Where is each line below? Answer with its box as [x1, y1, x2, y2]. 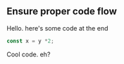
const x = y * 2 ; [6, 38, 54, 45]
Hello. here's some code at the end [6, 24, 108, 32]
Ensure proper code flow [6, 6, 118, 17]
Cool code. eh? [6, 50, 51, 58]
